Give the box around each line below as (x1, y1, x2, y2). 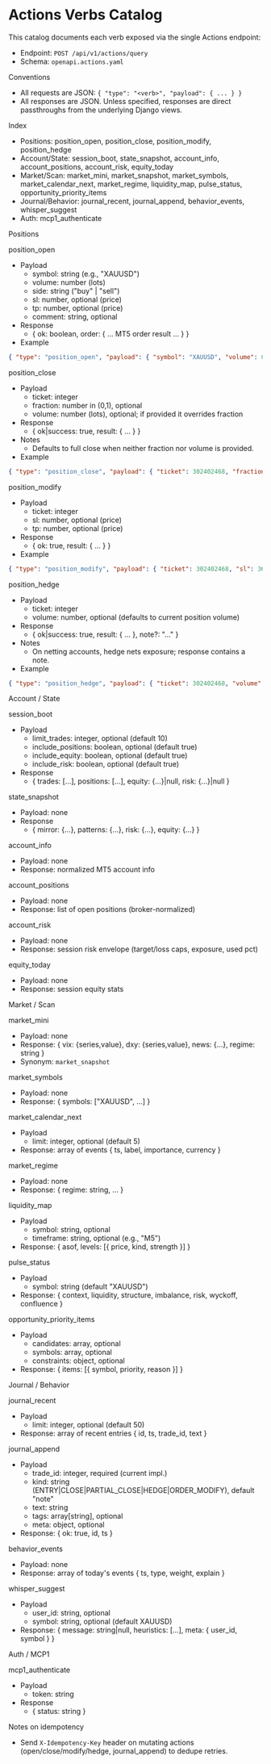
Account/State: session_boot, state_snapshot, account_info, (19, 153, 219, 163)
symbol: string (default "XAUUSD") (31, 1281, 148, 1292)
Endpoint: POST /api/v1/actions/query (19, 48, 148, 57)
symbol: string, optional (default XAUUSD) (31, 1616, 173, 1627)
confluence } (19, 1299, 63, 1309)
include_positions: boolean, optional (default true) (31, 742, 198, 752)
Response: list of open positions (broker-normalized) (19, 905, 196, 914)
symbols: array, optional (31, 1348, 113, 1357)
